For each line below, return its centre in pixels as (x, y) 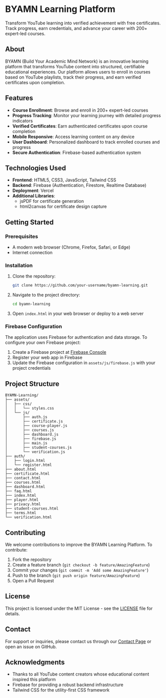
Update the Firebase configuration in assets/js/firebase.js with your (84, 363)
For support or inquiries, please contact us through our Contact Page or (78, 641)
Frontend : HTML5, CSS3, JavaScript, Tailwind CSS (64, 180)
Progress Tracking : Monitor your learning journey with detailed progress (86, 115)
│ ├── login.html (25, 461)
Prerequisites (22, 236)
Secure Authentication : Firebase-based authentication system (77, 152)
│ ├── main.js (27, 443)
